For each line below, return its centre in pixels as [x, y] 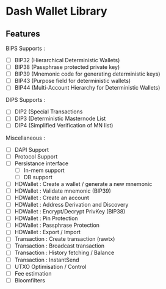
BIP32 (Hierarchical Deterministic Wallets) [67, 60]
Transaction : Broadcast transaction [60, 246]
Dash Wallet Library [56, 11]
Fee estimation [33, 273]
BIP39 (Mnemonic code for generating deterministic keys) [87, 74]
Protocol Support [36, 156]
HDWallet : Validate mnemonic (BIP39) [63, 191]
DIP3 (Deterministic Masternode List [60, 119]
